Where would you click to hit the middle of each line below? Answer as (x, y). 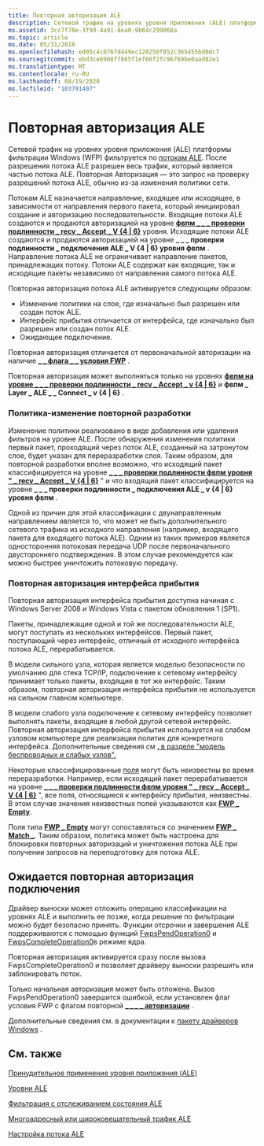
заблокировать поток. (45, 974)
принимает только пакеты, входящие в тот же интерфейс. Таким (117, 681)
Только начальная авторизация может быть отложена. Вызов (112, 989)
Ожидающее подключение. (66, 337)
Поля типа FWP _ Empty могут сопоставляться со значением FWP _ (123, 826)
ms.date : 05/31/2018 (42, 45)
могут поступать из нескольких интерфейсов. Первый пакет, (111, 632)
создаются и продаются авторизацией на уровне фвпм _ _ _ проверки (126, 223)
